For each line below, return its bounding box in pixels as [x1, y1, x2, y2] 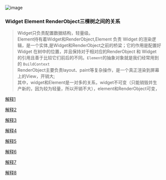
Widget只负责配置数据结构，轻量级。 [17, 30, 93, 36]
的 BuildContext [17, 61, 50, 67]
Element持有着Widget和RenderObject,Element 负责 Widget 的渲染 [17, 36, 152, 42]
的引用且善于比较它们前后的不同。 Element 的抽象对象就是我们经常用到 [17, 55, 159, 61]
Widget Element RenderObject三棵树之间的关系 [5, 18, 120, 25]
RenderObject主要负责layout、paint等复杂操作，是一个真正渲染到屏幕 [17, 67, 160, 73]
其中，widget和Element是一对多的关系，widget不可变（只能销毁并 [17, 80, 153, 86]
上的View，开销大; [17, 73, 55, 79]
